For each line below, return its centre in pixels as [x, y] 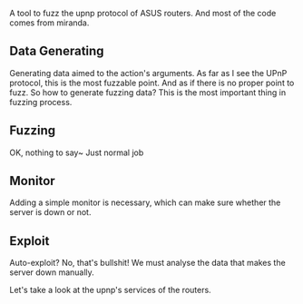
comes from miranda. [49, 23]
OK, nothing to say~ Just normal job [77, 152]
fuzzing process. [41, 102]
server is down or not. [50, 212]
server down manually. [52, 272]
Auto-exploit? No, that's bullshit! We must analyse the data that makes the [147, 263]
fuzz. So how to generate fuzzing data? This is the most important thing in [148, 92]
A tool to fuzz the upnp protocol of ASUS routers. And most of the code [143, 13]
